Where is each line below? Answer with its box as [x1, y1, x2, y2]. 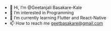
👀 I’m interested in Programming [9, 10, 74, 15]
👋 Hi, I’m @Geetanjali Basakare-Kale [9, 5, 82, 10]
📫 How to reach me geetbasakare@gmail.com [9, 20, 103, 26]
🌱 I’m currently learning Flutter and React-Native [9, 15, 107, 20]
